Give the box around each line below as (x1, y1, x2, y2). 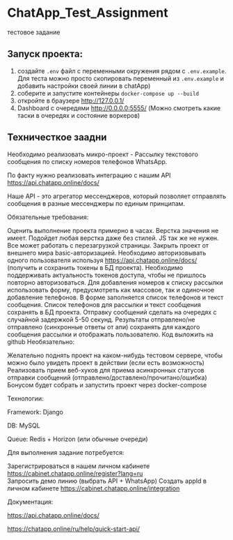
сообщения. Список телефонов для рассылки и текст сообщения (7, 300, 202, 308)
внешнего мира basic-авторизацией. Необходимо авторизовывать (7, 248, 207, 257)
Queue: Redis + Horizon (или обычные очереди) (7, 435, 148, 443)
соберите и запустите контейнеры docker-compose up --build (17, 89, 200, 97)
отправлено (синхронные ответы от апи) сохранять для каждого (7, 322, 200, 331)
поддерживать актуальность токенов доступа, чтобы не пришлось (7, 271, 207, 279)
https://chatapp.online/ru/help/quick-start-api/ (7, 525, 140, 533)
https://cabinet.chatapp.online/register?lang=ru (7, 469, 143, 477)
